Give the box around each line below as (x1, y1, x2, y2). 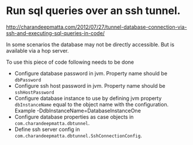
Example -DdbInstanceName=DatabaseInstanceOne (14, 107, 142, 114)
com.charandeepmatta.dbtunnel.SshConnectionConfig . (14, 132, 142, 139)
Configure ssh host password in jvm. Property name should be (14, 82, 166, 89)
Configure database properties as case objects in (14, 113, 134, 120)
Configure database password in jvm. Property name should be (14, 70, 168, 77)
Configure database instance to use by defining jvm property (14, 95, 162, 102)
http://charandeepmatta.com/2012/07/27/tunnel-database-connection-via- (6, 23, 187, 30)
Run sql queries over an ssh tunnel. (6, 4, 181, 18)
